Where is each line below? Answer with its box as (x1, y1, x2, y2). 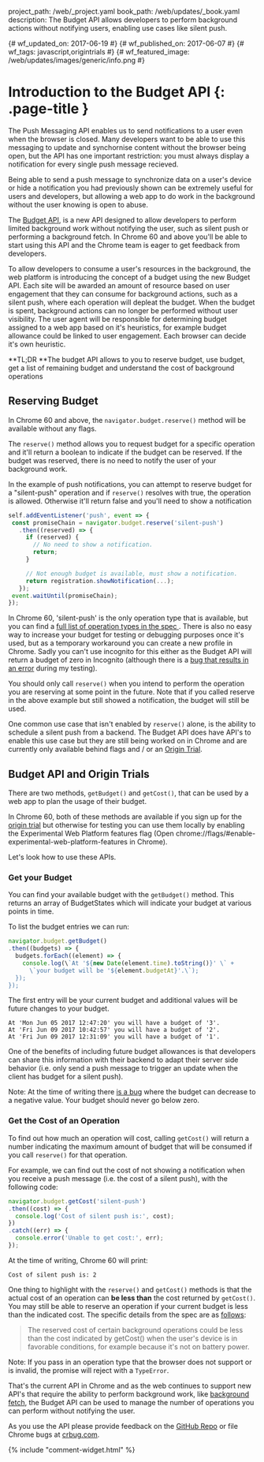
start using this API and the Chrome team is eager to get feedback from (8, 240, 240, 249)
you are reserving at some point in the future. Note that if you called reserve (8, 687, 255, 697)
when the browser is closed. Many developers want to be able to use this (8, 134, 246, 144)
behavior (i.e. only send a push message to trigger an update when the (8, 1064, 239, 1073)
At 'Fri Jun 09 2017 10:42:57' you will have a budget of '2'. (8, 1026, 221, 1034)
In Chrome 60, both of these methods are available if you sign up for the (8, 812, 243, 821)
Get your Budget (8, 872, 73, 883)
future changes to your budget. (8, 1004, 110, 1013)
